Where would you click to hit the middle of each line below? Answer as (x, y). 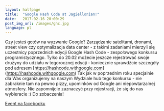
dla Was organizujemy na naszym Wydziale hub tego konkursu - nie (73, 79)
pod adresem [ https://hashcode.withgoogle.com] (55, 68)
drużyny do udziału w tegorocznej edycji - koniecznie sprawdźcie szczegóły (82, 63)
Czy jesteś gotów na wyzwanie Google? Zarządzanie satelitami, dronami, (79, 42)
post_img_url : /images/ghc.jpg (37, 23)
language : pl (18, 28)
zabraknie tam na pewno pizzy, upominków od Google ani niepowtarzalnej (80, 83)
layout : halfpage (23, 10)
